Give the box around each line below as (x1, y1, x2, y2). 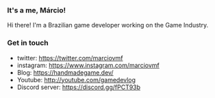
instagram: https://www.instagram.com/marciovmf (16, 61, 160, 69)
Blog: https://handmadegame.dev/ (16, 68, 114, 77)
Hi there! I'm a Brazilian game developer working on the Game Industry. (7, 21, 209, 29)
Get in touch (7, 38, 49, 48)
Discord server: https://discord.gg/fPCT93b (16, 83, 141, 91)
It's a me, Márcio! (7, 5, 66, 15)
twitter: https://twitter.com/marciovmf (16, 53, 123, 62)
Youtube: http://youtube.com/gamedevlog (16, 75, 136, 84)
